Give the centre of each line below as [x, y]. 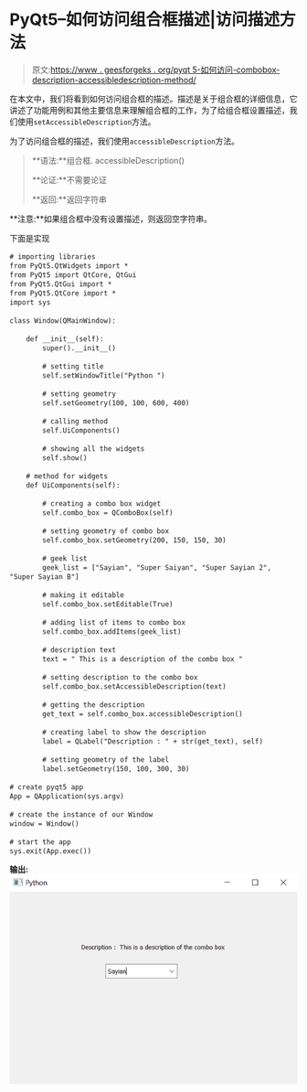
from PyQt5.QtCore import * [63, 293]
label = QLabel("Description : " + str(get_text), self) [153, 741]
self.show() [65, 458]
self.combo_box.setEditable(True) [108, 604]
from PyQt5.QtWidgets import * [69, 266]
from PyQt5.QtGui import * [61, 284]
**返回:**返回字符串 [69, 199]
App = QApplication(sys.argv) [67, 796]
